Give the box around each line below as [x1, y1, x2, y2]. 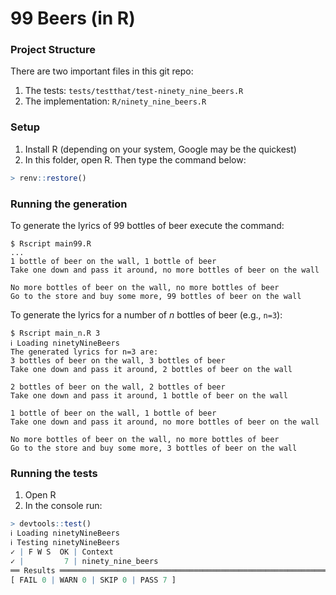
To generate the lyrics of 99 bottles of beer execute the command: [10, 219, 285, 231]
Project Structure [10, 43, 96, 57]
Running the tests [10, 466, 98, 480]
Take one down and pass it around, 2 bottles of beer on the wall [10, 364, 293, 374]
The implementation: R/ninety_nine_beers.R [24, 95, 207, 107]
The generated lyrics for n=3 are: [10, 347, 159, 357]
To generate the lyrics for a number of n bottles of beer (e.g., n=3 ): [10, 308, 283, 321]
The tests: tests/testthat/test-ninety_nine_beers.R [24, 85, 244, 97]
